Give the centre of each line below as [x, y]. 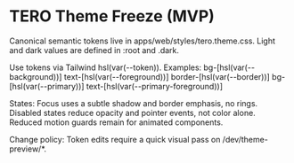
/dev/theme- [245, 139]
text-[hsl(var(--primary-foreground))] [155, 86]
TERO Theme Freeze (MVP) [112, 16]
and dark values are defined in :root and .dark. [94, 50]
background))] [36, 76]
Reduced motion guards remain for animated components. [116, 122]
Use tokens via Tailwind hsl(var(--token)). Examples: [106, 67]
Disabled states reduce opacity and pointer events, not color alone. [132, 113]
